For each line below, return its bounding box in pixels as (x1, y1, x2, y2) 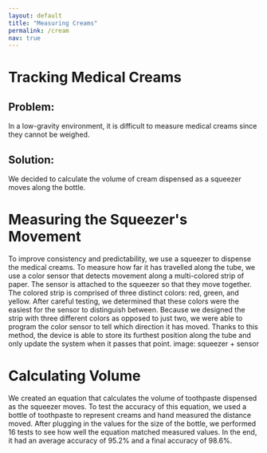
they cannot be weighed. (8, 129, 90, 140)
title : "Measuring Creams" (8, 19, 98, 27)
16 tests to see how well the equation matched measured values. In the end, (8, 427, 257, 436)
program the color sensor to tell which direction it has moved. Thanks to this (8, 322, 259, 332)
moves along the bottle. (8, 183, 86, 193)
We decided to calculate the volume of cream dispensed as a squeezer (8, 174, 241, 184)
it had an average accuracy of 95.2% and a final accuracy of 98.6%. (8, 435, 233, 445)
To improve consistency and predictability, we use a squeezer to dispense (8, 254, 252, 264)
